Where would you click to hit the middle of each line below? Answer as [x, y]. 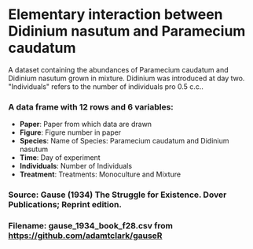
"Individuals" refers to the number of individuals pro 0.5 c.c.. [106, 86]
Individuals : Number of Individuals [75, 166]
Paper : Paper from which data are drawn [85, 124]
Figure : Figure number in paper [70, 132]
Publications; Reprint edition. [65, 205]
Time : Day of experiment [60, 158]
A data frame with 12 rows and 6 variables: [91, 106]
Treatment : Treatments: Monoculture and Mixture [100, 174]
